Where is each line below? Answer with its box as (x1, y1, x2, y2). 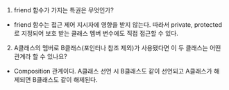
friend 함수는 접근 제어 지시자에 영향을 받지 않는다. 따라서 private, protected (13, 21, 223, 29)
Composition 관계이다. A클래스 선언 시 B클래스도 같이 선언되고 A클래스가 (13, 67, 213, 75)
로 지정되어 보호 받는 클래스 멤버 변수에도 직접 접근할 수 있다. (13, 30, 179, 37)
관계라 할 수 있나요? (13, 52, 67, 60)
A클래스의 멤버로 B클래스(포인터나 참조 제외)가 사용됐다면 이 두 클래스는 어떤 (13, 44, 221, 52)
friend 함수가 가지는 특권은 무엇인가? (13, 6, 114, 14)
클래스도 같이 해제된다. (36, 76, 99, 84)
